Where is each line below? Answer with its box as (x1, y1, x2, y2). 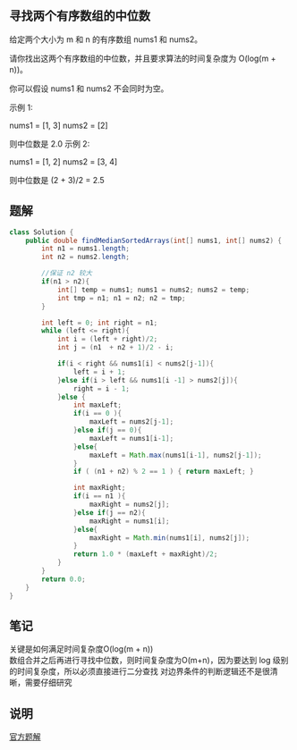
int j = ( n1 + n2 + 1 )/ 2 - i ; (56, 343, 174, 352)
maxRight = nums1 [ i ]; (89, 517, 170, 526)
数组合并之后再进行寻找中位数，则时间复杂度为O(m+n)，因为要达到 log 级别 (9, 655, 289, 666)
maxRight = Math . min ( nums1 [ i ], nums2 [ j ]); (89, 533, 250, 543)
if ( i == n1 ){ (72, 492, 126, 501)
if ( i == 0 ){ (72, 409, 123, 418)
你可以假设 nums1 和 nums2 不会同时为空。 (9, 83, 169, 94)
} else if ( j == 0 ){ (72, 426, 142, 434)
